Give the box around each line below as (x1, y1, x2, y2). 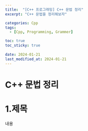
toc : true (5, 39, 25, 44)
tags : (5, 25, 16, 30)
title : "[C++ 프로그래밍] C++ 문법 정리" (5, 7, 84, 12)
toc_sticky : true (5, 43, 41, 48)
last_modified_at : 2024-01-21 (5, 57, 67, 62)
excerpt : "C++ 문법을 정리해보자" (5, 12, 67, 17)
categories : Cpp (5, 21, 38, 25)
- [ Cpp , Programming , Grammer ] (9, 30, 73, 35)
